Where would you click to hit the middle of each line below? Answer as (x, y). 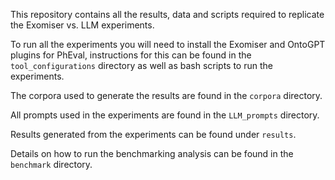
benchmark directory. (51, 164)
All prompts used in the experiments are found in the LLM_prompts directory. (165, 115)
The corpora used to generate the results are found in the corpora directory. (166, 95)
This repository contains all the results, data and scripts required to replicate (167, 14)
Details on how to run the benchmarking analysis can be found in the (152, 153)
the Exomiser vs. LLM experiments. (82, 25)
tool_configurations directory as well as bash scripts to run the (141, 65)
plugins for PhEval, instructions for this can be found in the (131, 55)
